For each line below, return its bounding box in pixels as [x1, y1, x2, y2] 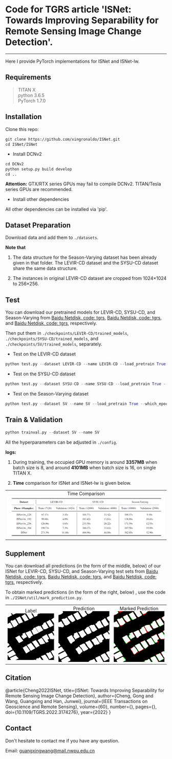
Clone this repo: [5, 126, 39, 132]
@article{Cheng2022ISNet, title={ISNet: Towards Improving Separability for [5, 687, 165, 693]
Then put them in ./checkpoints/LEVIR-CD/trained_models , [5, 330, 129, 336]
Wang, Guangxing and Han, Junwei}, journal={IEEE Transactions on [5, 698, 148, 704]
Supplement [5, 549, 45, 558]
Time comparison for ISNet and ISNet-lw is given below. [12, 480, 132, 486]
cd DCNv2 [5, 161, 24, 166]
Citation [5, 674, 32, 682]
